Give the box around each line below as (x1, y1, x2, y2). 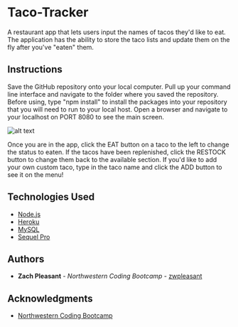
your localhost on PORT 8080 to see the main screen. (7, 112, 165, 121)
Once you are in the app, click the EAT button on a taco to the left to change (7, 140, 229, 149)
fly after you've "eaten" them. (7, 43, 94, 51)
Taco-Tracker (7, 4, 89, 21)
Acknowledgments (7, 292, 94, 304)
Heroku (17, 218, 40, 226)
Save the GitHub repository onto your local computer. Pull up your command (7, 82, 231, 91)
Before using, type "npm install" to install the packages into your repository (7, 97, 227, 106)
